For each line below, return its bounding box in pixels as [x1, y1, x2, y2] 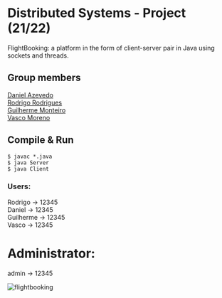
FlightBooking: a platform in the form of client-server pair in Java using [7, 43, 215, 52]
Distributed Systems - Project [7, 5, 186, 21]
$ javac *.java [7, 153, 53, 160]
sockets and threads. [7, 51, 69, 60]
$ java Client [7, 165, 50, 172]
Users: [7, 181, 31, 191]
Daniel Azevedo [7, 90, 53, 99]
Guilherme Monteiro [7, 105, 66, 115]
